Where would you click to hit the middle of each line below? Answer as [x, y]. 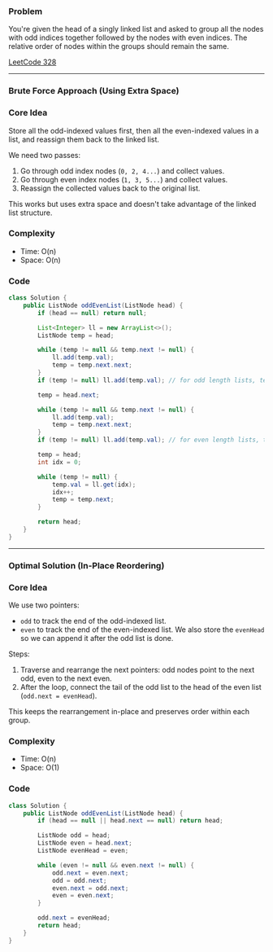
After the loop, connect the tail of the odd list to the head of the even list [141, 687]
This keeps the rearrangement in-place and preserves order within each [129, 712]
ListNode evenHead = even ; [83, 851]
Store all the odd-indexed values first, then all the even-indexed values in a [134, 130]
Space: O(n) [40, 260]
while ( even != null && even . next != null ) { [116, 865]
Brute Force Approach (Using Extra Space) [94, 91]
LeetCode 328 [32, 62]
